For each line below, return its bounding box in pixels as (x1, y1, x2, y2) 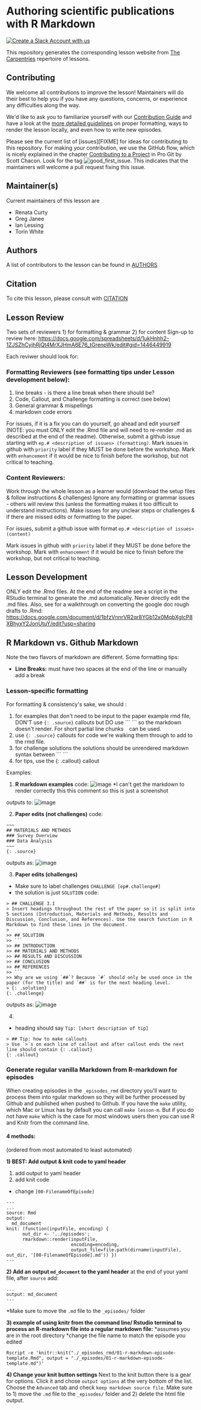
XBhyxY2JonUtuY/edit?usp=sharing (6, 620, 96, 627)
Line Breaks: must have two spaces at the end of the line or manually (14, 665, 188, 672)
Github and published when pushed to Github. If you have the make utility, (6, 1100, 187, 1107)
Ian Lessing (14, 222, 44, 229)
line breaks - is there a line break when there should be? (14, 389, 155, 397)
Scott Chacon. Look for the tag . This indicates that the (6, 157, 188, 164)
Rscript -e (6, 1350, 34, 1356)
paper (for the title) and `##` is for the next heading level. (6, 980, 171, 986)
